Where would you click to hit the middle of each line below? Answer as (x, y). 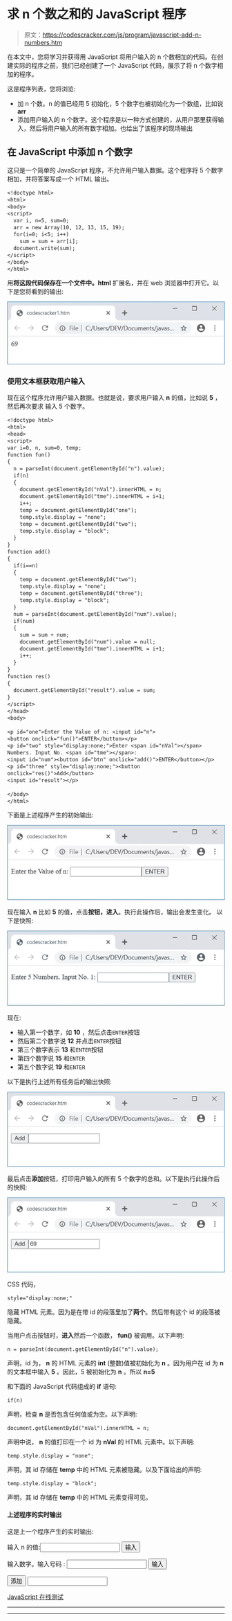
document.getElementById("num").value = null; (88, 642)
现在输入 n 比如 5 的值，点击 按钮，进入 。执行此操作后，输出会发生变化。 (111, 912)
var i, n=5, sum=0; (41, 220)
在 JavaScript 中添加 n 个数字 (70, 152)
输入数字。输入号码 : (36, 1564)
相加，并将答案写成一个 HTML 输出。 (60, 179)
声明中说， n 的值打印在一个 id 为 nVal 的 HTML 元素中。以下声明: (101, 1442)
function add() (29, 552)
